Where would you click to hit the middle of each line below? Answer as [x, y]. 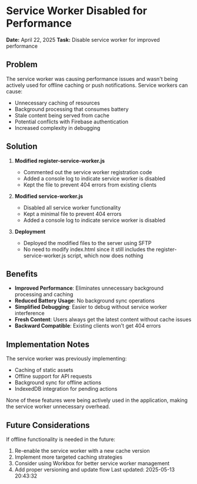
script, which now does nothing [105, 256]
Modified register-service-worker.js [60, 161]
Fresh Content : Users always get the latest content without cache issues [103, 319]
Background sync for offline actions [58, 382]
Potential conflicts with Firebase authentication [71, 122]
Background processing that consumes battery [71, 109]
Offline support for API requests [53, 377]
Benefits [22, 274]
